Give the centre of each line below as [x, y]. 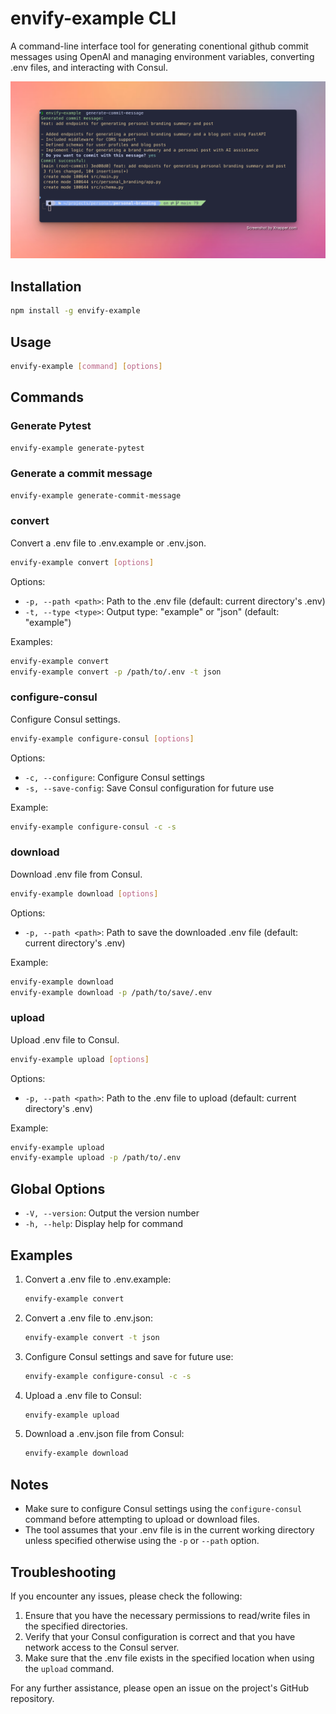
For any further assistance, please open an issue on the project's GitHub [160, 1688]
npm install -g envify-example [75, 311]
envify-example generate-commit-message [96, 495]
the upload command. [69, 1668]
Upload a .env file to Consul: [83, 1395]
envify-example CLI [93, 18]
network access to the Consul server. [102, 1647]
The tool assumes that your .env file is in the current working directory [169, 1530]
